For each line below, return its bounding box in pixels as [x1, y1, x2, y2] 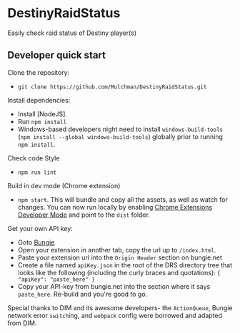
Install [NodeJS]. [17, 109, 68, 118]
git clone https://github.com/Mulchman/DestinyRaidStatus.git [17, 83, 207, 91]
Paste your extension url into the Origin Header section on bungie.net [17, 253, 223, 262]
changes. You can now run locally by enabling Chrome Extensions [17, 203, 213, 211]
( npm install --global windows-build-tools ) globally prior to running [17, 132, 223, 140]
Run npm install [17, 117, 67, 125]
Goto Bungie [17, 237, 55, 247]
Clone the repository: [7, 68, 70, 76]
